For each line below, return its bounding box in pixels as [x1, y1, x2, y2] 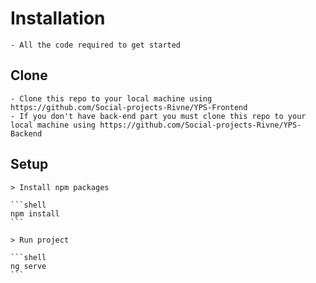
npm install [10, 208, 60, 219]
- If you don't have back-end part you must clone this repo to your [10, 111, 307, 121]
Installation [10, 7, 106, 30]
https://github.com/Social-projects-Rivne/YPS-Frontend [10, 102, 248, 112]
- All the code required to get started [10, 40, 182, 50]
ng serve [10, 261, 47, 271]
